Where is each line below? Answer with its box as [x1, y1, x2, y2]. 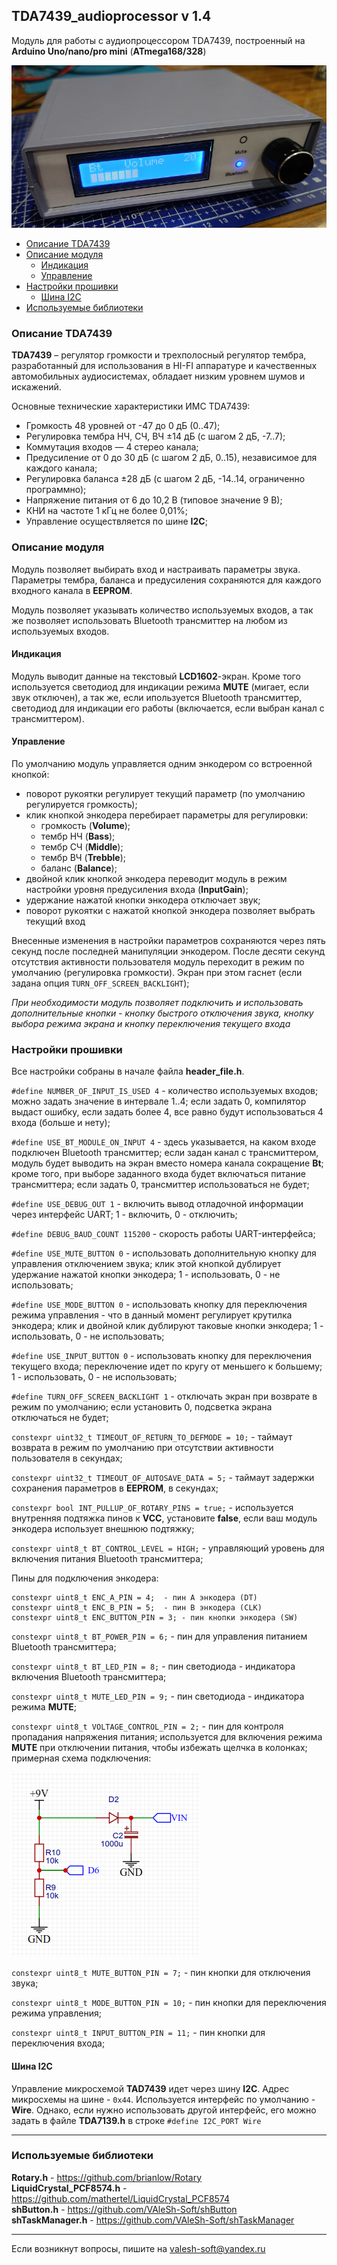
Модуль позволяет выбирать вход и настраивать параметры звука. [11, 563, 301, 575]
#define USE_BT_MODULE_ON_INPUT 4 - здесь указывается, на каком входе [11, 1136, 317, 1148]
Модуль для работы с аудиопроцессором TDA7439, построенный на [11, 34, 306, 46]
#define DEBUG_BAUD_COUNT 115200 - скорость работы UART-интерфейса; [11, 1228, 316, 1240]
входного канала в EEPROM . [11, 584, 133, 596]
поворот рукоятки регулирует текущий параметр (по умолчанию [25, 788, 306, 799]
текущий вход [25, 915, 86, 927]
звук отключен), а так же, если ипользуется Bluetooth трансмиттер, [11, 691, 303, 703]
